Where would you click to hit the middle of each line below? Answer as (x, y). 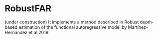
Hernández (16, 32)
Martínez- (138, 27)
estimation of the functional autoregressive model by (73, 27)
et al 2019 (39, 32)
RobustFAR (28, 9)
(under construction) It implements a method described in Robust (72, 22)
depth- (147, 22)
